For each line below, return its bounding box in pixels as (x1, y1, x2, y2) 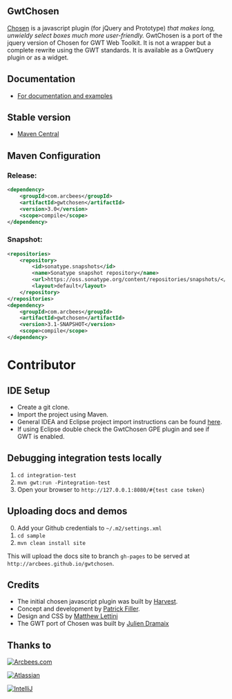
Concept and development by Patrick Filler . (17, 604, 140, 613)
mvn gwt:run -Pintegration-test (17, 479, 110, 486)
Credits (7, 579, 40, 591)
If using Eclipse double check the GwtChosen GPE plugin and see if (17, 425, 210, 433)
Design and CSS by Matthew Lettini (17, 612, 119, 620)
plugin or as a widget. (7, 53, 69, 61)
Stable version (7, 112, 71, 124)
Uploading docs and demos (7, 506, 128, 517)
